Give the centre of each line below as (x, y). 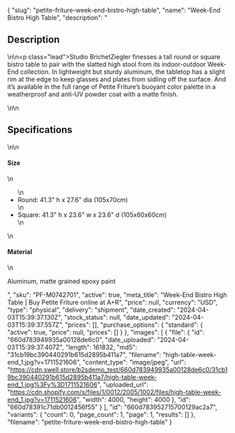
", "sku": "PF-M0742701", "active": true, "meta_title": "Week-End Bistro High (117, 295)
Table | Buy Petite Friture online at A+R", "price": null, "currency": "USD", (113, 303)
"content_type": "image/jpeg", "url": (134, 363)
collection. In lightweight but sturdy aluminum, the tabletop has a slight (122, 71)
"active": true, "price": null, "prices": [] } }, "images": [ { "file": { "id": (106, 332)
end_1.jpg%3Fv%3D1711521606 (52, 385)
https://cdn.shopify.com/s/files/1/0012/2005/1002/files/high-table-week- (116, 392)
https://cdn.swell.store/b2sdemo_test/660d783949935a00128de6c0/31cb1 (119, 370)
